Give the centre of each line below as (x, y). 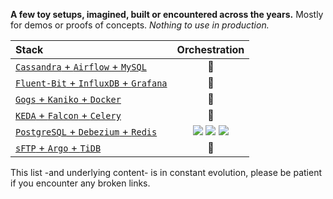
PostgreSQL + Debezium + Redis (86, 131)
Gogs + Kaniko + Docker (68, 99)
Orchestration (210, 49)
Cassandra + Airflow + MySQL (81, 66)
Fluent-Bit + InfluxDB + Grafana (91, 82)
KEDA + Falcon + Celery (68, 115)
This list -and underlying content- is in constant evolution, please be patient (166, 172)
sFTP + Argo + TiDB (58, 147)
